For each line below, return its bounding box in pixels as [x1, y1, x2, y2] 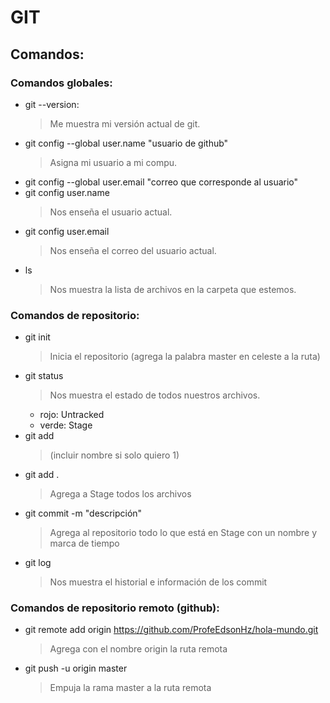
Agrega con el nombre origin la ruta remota [49, 643, 228, 655]
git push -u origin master [24, 662, 128, 675]
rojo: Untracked [39, 409, 105, 421]
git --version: [24, 98, 80, 110]
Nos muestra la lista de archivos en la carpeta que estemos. [49, 283, 297, 295]
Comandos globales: [10, 76, 113, 90]
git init [24, 331, 51, 343]
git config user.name [24, 186, 110, 198]
